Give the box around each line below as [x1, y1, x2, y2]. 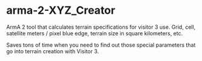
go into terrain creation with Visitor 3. [6, 47, 99, 54]
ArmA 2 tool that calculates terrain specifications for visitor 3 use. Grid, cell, [6, 23, 196, 30]
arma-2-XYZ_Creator [6, 4, 115, 17]
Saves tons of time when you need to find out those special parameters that [6, 41, 196, 48]
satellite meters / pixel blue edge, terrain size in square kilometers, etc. [6, 29, 183, 36]
